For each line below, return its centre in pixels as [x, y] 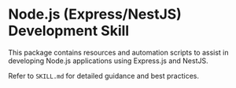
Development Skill [69, 31]
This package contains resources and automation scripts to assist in [119, 52]
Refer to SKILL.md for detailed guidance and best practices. [103, 76]
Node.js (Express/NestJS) [95, 14]
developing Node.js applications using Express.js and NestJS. [108, 61]
